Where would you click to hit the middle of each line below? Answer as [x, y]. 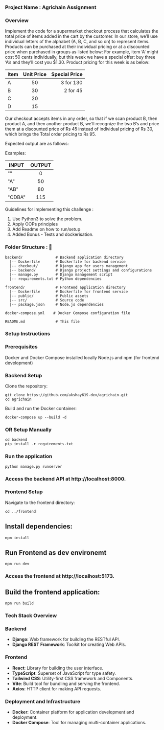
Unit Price [35, 74]
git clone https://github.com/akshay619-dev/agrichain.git [67, 395]
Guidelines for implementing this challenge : [49, 209]
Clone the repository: [26, 386]
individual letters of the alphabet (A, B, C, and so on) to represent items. [77, 42]
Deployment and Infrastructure [43, 701]
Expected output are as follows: [37, 144]
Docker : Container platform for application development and [73, 712]
